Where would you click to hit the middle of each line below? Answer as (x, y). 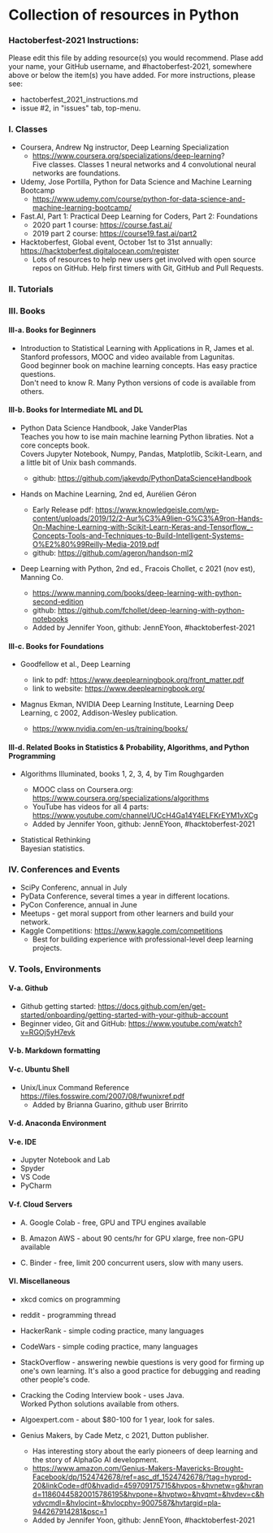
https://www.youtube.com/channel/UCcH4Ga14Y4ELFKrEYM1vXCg (145, 816)
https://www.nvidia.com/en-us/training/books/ (110, 729)
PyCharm (36, 1186)
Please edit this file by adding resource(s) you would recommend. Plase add (136, 58)
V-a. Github (28, 988)
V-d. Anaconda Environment (58, 1124)
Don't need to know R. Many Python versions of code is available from (138, 383)
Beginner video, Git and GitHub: (74, 1023)
